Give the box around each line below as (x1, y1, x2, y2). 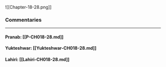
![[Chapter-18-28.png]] (5, 4, 52, 10)
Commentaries (5, 16, 42, 23)
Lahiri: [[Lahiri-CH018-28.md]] (5, 57, 70, 63)
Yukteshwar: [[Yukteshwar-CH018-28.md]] (5, 45, 97, 51)
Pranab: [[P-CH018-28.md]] (5, 34, 64, 40)
